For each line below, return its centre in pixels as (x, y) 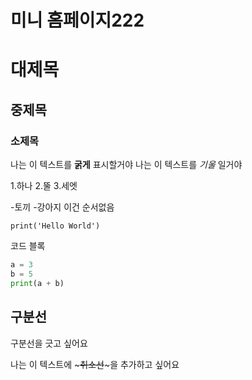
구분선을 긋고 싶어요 (49, 343)
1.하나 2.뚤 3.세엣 (44, 186)
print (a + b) (37, 283)
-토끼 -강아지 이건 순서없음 (62, 207)
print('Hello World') (55, 226)
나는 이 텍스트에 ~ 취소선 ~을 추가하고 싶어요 (95, 364)
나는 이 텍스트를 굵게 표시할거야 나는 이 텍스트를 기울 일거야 (126, 165)
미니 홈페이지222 (77, 20)
